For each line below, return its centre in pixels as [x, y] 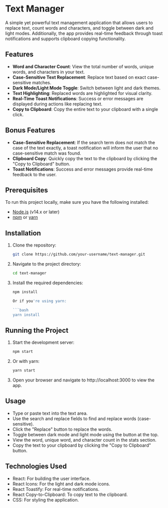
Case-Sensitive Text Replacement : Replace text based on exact [79, 77]
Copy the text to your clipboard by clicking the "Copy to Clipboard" [82, 445]
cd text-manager [29, 273]
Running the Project [37, 330]
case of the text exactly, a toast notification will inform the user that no [85, 148]
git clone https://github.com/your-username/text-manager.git [79, 255]
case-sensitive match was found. [47, 153]
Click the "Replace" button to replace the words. [62, 429]
